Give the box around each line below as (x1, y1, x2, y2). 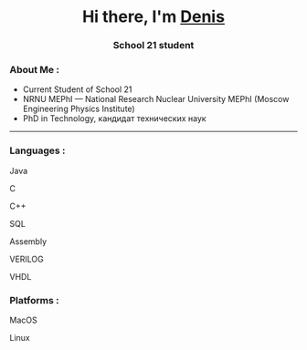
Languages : (9, 144, 66, 157)
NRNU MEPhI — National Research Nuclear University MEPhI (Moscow (22, 94, 290, 105)
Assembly (9, 235, 48, 247)
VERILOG (9, 253, 44, 264)
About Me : (9, 64, 59, 77)
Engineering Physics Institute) (22, 103, 135, 115)
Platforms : (9, 293, 59, 306)
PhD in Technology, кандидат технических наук (22, 113, 207, 124)
